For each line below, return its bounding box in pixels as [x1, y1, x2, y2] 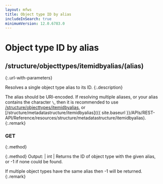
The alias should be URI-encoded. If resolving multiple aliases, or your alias [5, 94, 158, 100]
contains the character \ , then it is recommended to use [5, 99, 119, 105]
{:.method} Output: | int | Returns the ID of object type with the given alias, [5, 153, 156, 159]
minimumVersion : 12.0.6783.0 [5, 21, 65, 26]
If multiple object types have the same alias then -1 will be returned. [5, 168, 143, 174]
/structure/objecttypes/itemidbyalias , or [5, 105, 86, 110]
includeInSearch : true [5, 16, 52, 21]
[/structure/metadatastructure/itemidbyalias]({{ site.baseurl [5, 110, 126, 116]
